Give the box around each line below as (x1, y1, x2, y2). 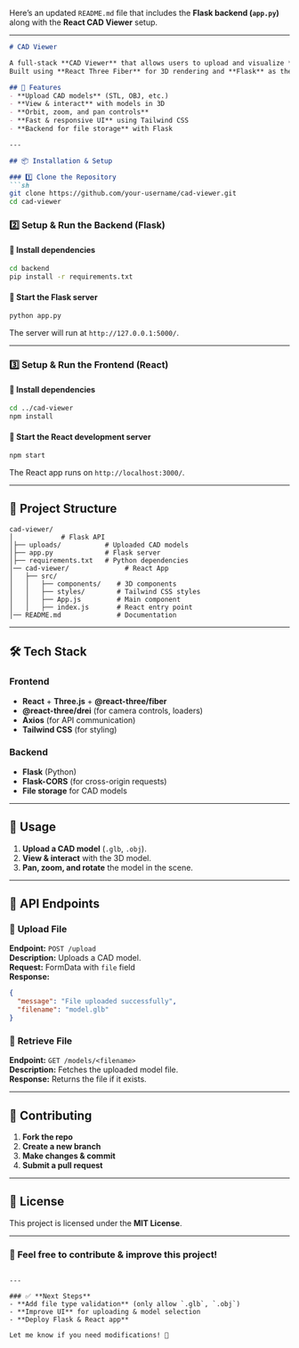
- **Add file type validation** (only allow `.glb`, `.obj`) (9, 1300, 241, 1309)
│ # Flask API (9, 532, 105, 541)
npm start (9, 451, 46, 460)
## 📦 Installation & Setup (9, 156, 113, 166)
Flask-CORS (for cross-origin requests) (21, 776, 167, 786)
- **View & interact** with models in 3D (9, 100, 166, 109)
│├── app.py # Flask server (9, 548, 162, 557)
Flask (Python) (21, 766, 77, 777)
